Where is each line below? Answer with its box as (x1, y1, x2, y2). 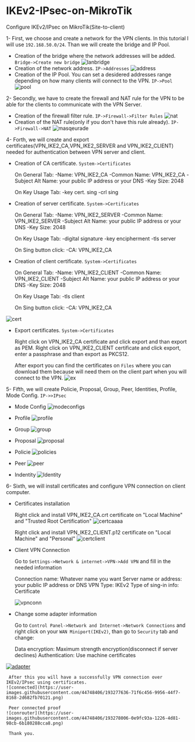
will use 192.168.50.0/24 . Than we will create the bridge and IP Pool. (6, 41, 171, 48)
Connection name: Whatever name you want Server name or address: (14, 575, 182, 582)
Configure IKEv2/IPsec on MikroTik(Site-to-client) (6, 23, 125, 30)
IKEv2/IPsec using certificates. (6, 679, 87, 685)
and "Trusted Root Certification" (14, 517, 92, 524)
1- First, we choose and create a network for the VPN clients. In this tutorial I (6, 34, 189, 42)
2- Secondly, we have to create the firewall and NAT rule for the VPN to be (6, 95, 185, 102)
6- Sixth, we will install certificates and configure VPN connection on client (6, 482, 186, 489)
